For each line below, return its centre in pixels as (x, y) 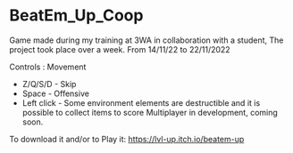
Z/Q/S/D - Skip (49, 84)
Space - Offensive (55, 93)
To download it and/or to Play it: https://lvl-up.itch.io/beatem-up (127, 139)
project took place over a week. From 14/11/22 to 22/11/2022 (120, 49)
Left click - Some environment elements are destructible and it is (141, 102)
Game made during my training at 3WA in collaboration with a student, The (146, 40)
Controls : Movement (48, 67)
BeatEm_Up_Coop (76, 16)
